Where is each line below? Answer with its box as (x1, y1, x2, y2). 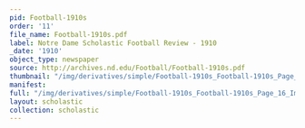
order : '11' (9, 22, 54, 31)
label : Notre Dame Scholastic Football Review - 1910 (9, 38, 218, 48)
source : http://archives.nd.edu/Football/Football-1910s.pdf (9, 64, 246, 73)
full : (9, 88, 30, 97)
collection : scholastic (9, 105, 100, 114)
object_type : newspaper (9, 55, 100, 64)
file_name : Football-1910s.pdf (9, 30, 128, 39)
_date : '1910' (9, 47, 64, 56)
